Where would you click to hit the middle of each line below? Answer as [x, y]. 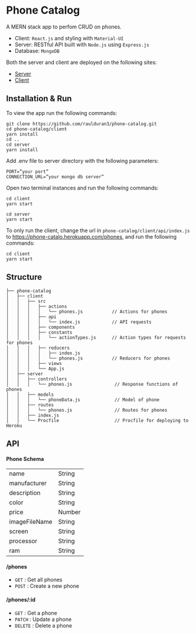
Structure [24, 277]
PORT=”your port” [27, 172]
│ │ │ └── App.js [35, 369]
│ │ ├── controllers [37, 379]
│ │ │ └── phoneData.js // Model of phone [83, 400]
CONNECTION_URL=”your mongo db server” [55, 177]
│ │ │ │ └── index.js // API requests [79, 322]
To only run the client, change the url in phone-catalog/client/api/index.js [98, 230]
